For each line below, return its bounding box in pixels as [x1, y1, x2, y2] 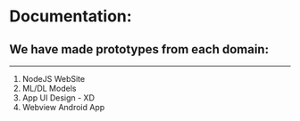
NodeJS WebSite [21, 74, 86, 84]
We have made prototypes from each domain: [9, 42, 270, 57]
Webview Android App [21, 102, 105, 112]
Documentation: [9, 6, 132, 27]
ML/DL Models [21, 83, 77, 93]
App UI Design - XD [21, 93, 96, 103]
